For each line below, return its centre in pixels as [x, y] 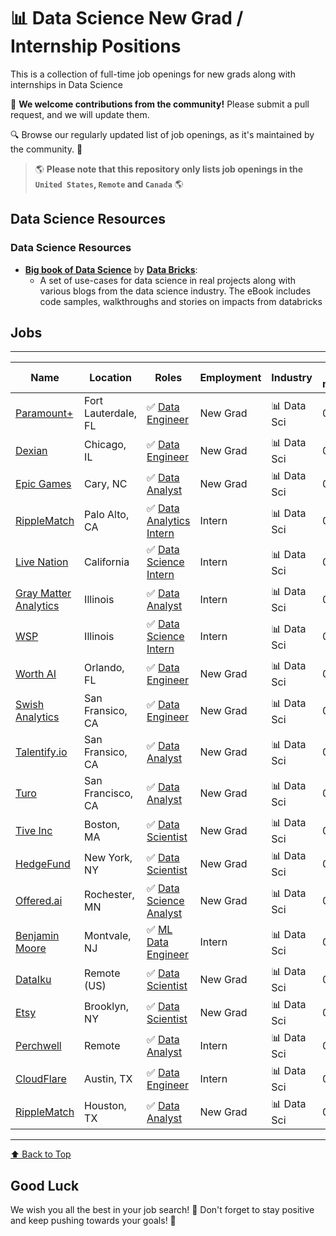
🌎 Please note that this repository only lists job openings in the [169, 169]
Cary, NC [106, 483]
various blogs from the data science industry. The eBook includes [175, 291]
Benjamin [37, 936]
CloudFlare [41, 1078]
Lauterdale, [111, 413]
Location [110, 378]
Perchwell [38, 1045]
